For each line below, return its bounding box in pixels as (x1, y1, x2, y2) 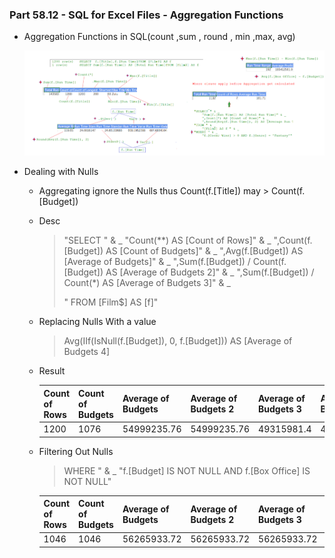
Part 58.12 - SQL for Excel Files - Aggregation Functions (9, 8, 284, 22)
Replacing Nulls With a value (38, 316, 157, 328)
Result (38, 365, 66, 377)
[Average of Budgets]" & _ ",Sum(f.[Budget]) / (63, 256, 251, 268)
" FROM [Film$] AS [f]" (63, 296, 159, 308)
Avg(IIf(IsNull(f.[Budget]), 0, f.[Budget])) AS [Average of (63, 335, 293, 347)
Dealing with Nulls (23, 166, 99, 178)
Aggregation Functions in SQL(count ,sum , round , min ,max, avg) (23, 31, 296, 43)
